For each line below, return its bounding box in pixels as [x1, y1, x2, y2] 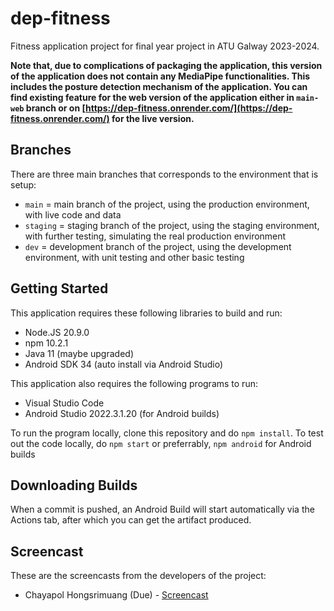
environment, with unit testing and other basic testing [24, 251, 245, 263]
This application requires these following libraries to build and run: [10, 307, 283, 319]
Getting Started [10, 280, 109, 297]
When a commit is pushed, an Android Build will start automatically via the [10, 503, 315, 516]
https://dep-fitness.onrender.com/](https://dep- [85, 102, 293, 114]
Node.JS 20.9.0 [24, 326, 90, 338]
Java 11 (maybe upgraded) [24, 347, 134, 359]
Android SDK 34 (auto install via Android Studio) [24, 358, 224, 370]
